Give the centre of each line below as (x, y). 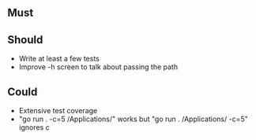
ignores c (34, 127)
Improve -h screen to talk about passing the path (98, 67)
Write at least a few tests (59, 59)
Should (25, 40)
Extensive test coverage (58, 111)
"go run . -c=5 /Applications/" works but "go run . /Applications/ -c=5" (133, 119)
